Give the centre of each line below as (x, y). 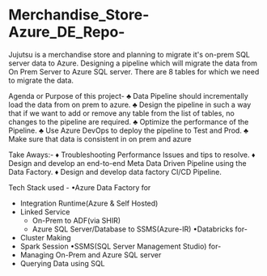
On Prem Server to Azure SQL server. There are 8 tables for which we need (134, 71)
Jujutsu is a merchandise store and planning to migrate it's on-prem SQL (129, 54)
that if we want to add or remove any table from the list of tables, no (121, 113)
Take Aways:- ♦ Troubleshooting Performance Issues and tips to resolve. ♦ (132, 155)
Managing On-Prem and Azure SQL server (91, 255)
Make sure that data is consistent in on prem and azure (100, 138)
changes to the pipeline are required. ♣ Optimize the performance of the (129, 121)
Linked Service (45, 211)
